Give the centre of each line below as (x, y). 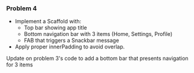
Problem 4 (22, 8)
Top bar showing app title (55, 28)
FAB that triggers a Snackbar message (71, 41)
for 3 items (20, 65)
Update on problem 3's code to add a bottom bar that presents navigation (97, 59)
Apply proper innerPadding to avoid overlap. (70, 47)
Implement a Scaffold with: (48, 22)
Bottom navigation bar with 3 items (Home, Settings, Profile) (98, 34)
